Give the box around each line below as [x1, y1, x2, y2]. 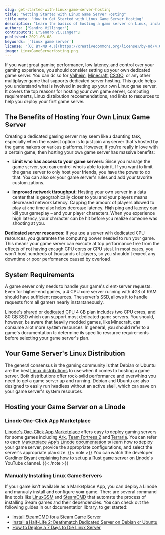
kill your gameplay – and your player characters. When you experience [12, 210, 155, 216]
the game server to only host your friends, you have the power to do [12, 169, 151, 175]
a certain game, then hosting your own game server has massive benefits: [5, 149, 155, 155]
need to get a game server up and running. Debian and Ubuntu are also [5, 378, 149, 384]
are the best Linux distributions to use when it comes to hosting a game [5, 367, 150, 373]
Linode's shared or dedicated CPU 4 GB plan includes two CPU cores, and [5, 309, 156, 315]
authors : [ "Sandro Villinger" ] [5, 26, 69, 31]
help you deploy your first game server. [5, 98, 85, 104]
